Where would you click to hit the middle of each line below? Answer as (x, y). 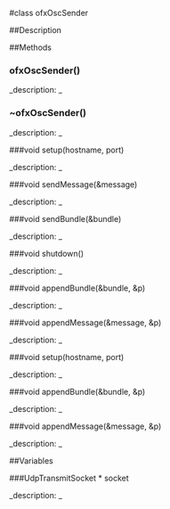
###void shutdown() (47, 253)
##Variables (31, 460)
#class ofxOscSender (49, 13)
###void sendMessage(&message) (73, 184)
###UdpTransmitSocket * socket (69, 478)
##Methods (30, 47)
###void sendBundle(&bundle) (65, 218)
